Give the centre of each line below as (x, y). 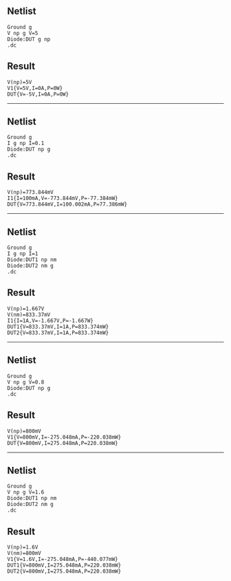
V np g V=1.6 (26, 492)
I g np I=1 (23, 254)
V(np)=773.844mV (30, 193)
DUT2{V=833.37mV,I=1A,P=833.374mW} (58, 333)
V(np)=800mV (24, 431)
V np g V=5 (23, 33)
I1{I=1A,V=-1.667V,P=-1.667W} (51, 320)
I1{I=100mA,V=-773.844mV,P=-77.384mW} (63, 199)
